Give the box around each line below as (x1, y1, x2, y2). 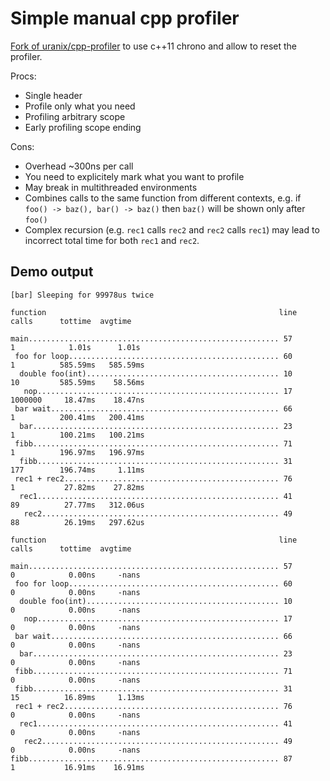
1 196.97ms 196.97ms (10, 447, 145, 457)
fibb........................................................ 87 (10, 753, 293, 764)
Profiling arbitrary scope (24, 110, 126, 122)
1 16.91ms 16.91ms (10, 762, 145, 772)
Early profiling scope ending (24, 121, 142, 133)
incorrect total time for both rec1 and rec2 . (24, 234, 200, 246)
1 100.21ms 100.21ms (10, 430, 145, 440)
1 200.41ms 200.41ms (10, 412, 145, 422)
